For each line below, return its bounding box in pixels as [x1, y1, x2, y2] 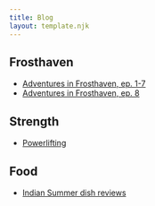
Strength [9, 114, 60, 129]
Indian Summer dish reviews [21, 187, 126, 198]
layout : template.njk [9, 21, 90, 30]
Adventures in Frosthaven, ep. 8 [21, 88, 140, 99]
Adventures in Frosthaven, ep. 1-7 [21, 78, 146, 90]
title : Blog [9, 13, 53, 22]
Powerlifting [21, 138, 67, 149]
